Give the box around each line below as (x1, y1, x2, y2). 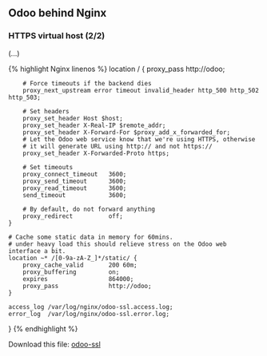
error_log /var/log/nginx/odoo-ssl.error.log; (8, 310, 170, 318)
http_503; (8, 93, 42, 101)
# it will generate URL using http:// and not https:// (22, 142, 213, 150)
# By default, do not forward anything (22, 205, 156, 213)
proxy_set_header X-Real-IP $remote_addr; (22, 121, 166, 129)
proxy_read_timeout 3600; (22, 184, 127, 192)
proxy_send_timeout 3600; (22, 177, 127, 185)
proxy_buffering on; (22, 267, 120, 276)
